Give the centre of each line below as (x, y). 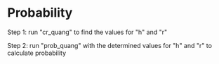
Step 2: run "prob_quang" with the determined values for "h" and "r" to (110, 45)
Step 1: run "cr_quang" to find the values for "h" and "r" (87, 32)
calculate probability (37, 53)
